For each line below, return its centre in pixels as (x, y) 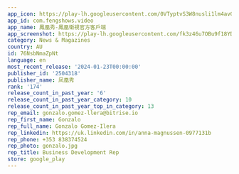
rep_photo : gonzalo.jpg (43, 146)
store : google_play (36, 159)
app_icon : (22, 14)
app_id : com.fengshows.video (51, 21)
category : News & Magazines (49, 40)
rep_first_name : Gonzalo (44, 119)
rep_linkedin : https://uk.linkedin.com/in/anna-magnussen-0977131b (110, 133)
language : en (27, 60)
